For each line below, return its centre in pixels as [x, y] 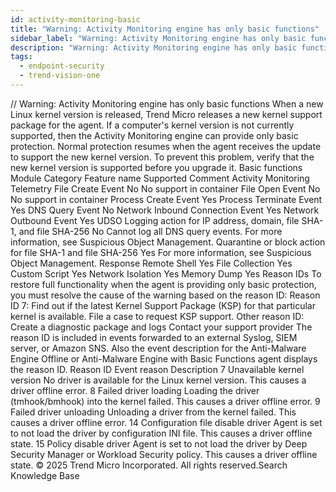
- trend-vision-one [60, 76]
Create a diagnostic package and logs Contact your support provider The [161, 327]
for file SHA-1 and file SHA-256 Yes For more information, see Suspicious [161, 252]
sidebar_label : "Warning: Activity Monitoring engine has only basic [158, 38]
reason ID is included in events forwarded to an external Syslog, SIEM [154, 337]
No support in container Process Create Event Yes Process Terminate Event [166, 199]
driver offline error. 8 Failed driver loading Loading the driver [135, 390]
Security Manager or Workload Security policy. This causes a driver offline [164, 454]
